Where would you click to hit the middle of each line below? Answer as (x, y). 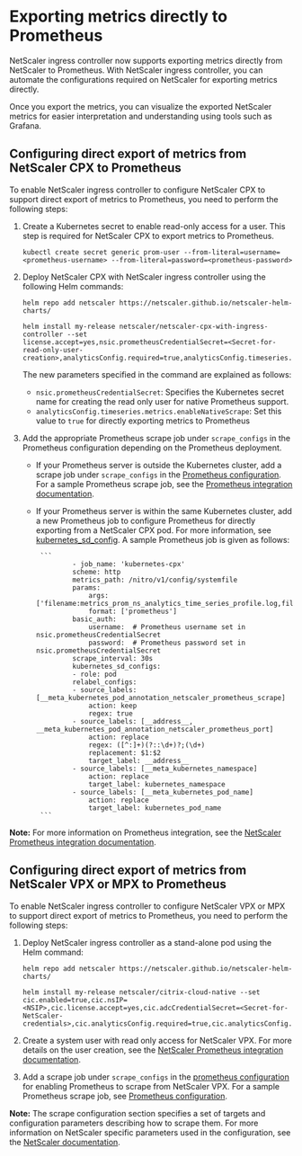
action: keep (113, 706)
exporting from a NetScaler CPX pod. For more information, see (153, 530)
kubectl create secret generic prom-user (101, 252)
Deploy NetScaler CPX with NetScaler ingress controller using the (144, 277)
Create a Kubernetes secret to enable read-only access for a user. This (154, 226)
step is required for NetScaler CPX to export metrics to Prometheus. (148, 236)
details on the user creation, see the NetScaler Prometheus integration (153, 1050)
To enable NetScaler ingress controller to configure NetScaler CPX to (138, 190)
